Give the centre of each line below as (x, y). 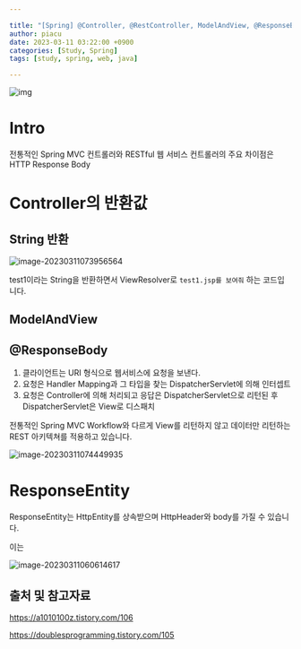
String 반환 (39, 239)
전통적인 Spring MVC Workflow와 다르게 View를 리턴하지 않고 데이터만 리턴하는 (150, 426)
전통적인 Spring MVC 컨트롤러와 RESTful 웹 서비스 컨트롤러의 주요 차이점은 (142, 154)
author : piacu (36, 34)
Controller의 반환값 (78, 203)
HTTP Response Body (50, 164)
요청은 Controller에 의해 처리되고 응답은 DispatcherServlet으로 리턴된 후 (150, 395)
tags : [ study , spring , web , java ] (74, 59)
